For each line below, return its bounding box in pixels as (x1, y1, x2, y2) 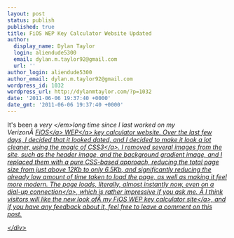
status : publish (7, 17, 55, 24)
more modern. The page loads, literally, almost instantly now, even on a (7, 180, 214, 188)
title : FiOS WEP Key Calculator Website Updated (7, 29, 152, 37)
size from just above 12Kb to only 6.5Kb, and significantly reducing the (7, 165, 212, 174)
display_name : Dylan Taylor (13, 43, 96, 50)
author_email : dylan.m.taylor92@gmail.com (7, 75, 133, 83)
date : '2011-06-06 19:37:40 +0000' (7, 95, 111, 102)
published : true (7, 23, 55, 30)
